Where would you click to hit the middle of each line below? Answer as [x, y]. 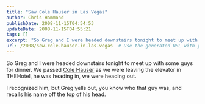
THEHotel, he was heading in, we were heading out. [71, 76]
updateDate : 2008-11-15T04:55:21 [49, 29]
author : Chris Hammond [35, 18]
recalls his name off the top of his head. [56, 94]
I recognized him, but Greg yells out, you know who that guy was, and [94, 88]
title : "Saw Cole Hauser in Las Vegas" [57, 12]
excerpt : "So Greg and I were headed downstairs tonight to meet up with [102, 40]
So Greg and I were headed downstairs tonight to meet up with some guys [100, 63]
